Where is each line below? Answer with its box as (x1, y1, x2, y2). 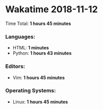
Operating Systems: (5, 87, 56, 94)
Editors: (5, 63, 25, 70)
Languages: (5, 33, 36, 40)
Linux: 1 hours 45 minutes (12, 98, 68, 105)
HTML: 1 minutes (12, 45, 49, 51)
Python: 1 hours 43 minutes (12, 50, 72, 57)
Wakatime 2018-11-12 (5, 4, 98, 15)
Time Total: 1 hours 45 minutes (5, 20, 71, 26)
